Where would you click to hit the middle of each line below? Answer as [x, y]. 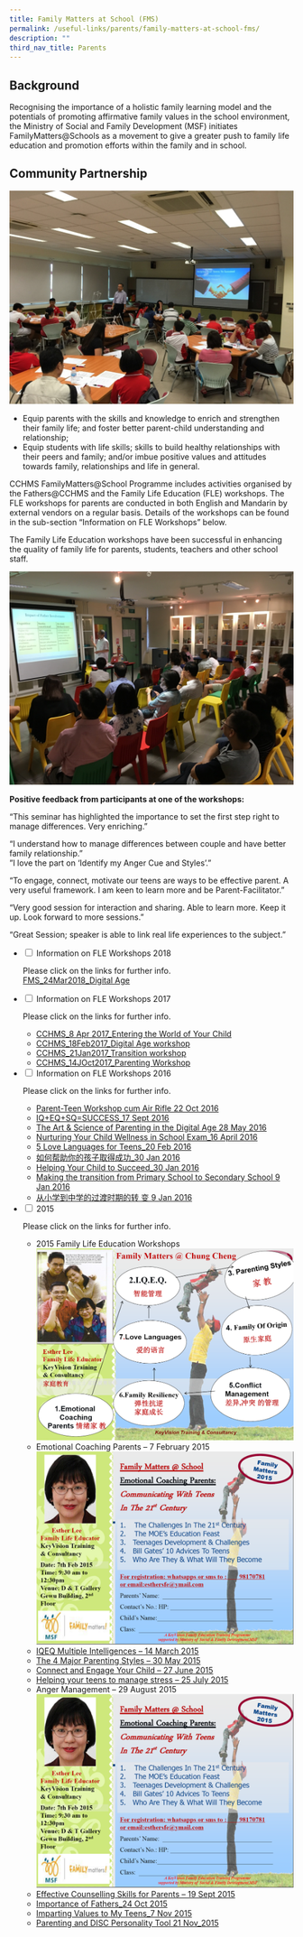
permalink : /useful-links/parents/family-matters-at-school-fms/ [134, 28]
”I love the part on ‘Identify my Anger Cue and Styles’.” [110, 863]
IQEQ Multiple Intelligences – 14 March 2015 [117, 1651]
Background [44, 85]
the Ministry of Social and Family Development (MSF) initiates [124, 126]
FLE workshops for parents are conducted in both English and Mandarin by [149, 503]
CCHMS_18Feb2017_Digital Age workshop [113, 1043]
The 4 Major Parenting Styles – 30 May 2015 [118, 1661]
